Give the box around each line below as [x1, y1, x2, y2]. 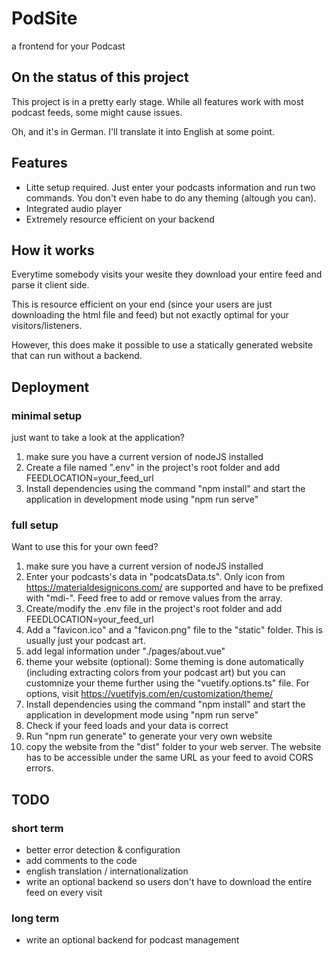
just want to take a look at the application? [11, 432, 185, 444]
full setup [11, 518, 59, 532]
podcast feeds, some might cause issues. [11, 106, 183, 118]
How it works [11, 242, 95, 259]
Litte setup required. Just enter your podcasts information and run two [25, 181, 316, 193]
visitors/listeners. [11, 320, 83, 332]
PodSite [11, 7, 78, 30]
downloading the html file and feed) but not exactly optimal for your [11, 309, 289, 321]
